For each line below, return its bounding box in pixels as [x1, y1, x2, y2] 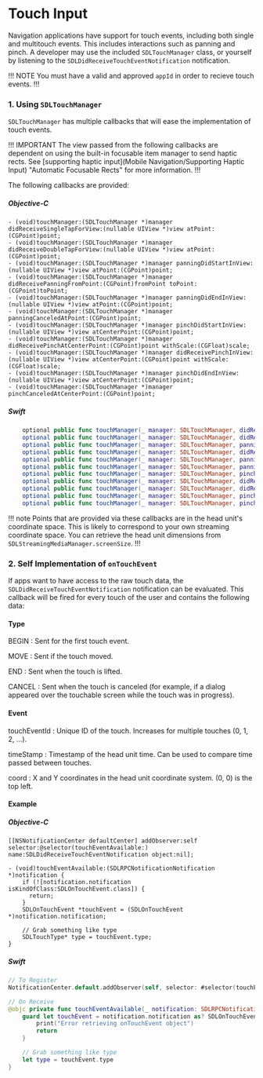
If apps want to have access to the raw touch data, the [8, 576, 184, 586]
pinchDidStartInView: [175, 321, 247, 330]
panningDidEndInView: [175, 294, 247, 302]
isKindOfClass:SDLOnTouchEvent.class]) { [8, 885, 146, 893]
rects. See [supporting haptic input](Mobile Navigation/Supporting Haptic [8, 157, 245, 166]
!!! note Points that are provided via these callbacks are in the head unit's [8, 513, 243, 523]
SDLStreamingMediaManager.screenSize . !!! [8, 539, 141, 548]
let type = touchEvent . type [22, 1055, 113, 1064]
